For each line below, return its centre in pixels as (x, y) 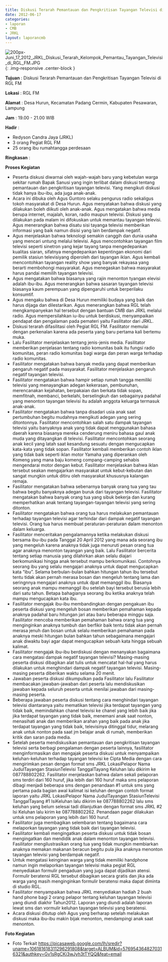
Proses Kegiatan (23, 167)
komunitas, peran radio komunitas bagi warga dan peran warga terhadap (87, 353)
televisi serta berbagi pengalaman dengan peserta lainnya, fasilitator (83, 748)
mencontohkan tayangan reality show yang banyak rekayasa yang (80, 262)
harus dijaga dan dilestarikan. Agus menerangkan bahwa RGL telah (81, 305)
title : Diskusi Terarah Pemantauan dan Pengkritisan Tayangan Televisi (81, 10)
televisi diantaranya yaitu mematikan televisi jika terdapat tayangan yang (87, 705)
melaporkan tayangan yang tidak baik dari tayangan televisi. (74, 828)
